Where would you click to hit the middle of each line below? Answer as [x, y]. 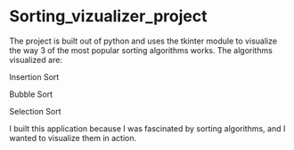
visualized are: [36, 59]
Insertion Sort [34, 76]
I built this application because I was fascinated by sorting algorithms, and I [147, 128]
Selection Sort [35, 111]
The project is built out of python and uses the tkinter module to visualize [143, 41]
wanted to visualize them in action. [73, 138]
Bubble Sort [31, 94]
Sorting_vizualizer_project [108, 16]
